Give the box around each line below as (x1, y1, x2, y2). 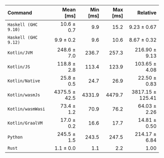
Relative (137, 9, 157, 16)
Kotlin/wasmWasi (7, 106, 45, 112)
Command (7, 9, 33, 16)
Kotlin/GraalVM (7, 120, 43, 126)
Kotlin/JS (7, 64, 30, 69)
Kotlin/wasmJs (7, 92, 41, 97)
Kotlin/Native (7, 78, 41, 84)
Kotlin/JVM (7, 50, 33, 55)
